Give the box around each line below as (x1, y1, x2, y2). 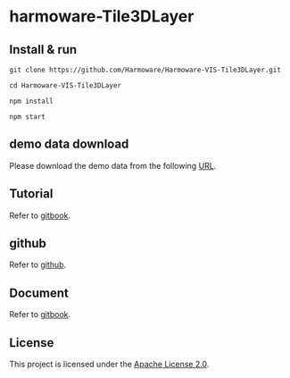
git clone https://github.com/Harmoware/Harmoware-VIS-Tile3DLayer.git (9, 65, 281, 74)
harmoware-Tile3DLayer (9, 6, 195, 27)
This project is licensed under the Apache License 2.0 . (9, 359, 210, 370)
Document (9, 285, 69, 300)
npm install (9, 97, 54, 105)
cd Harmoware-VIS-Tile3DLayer (9, 81, 122, 90)
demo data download (9, 137, 129, 152)
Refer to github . (9, 259, 67, 270)
